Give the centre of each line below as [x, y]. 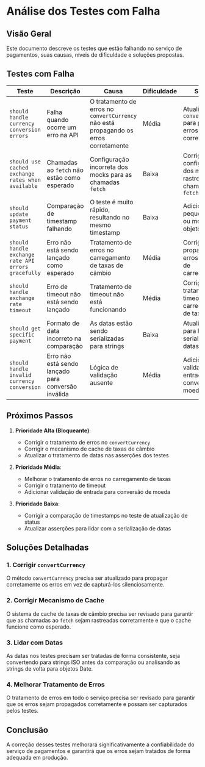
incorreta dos [109, 167]
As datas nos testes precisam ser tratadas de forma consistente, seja [93, 655]
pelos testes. [22, 711]
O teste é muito [111, 202]
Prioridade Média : [38, 467]
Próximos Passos [40, 416]
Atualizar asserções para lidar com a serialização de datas [98, 528]
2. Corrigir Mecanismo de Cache [56, 601]
